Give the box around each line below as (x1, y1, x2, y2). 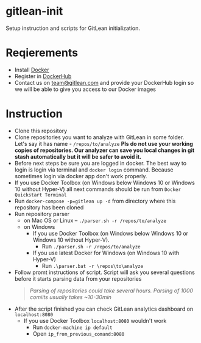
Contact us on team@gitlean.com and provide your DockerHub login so (14, 79, 194, 86)
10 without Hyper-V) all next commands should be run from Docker (14, 185, 181, 193)
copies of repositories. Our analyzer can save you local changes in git (14, 146, 195, 154)
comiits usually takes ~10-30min (29, 293, 112, 300)
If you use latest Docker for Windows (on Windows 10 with (32, 249, 180, 256)
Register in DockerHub (14, 72, 72, 80)
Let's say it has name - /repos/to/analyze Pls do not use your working (14, 140, 193, 147)
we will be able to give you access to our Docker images (14, 85, 157, 93)
